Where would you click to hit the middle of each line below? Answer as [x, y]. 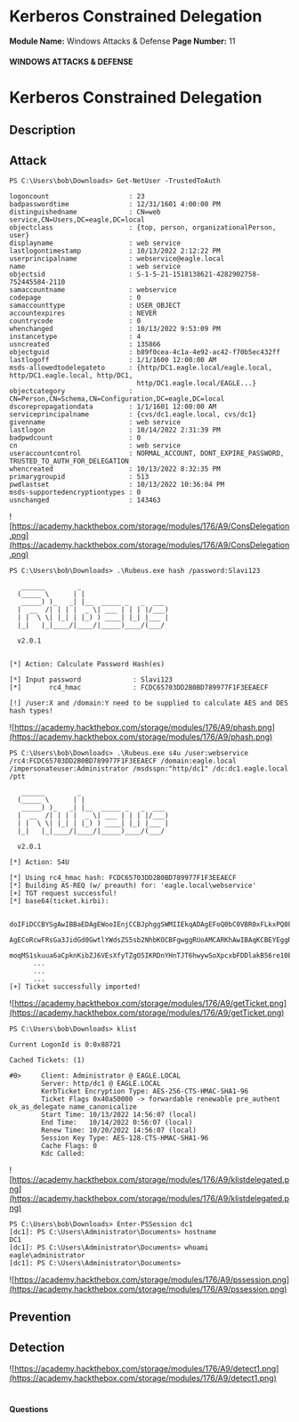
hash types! [31, 711]
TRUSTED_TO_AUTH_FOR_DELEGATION [69, 461]
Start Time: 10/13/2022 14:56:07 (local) [119, 1114]
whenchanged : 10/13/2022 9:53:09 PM [115, 328]
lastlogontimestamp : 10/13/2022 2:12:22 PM [115, 251]
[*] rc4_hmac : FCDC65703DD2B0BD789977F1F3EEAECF [139, 687]
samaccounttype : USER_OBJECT [95, 305]
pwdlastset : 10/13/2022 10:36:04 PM [117, 484]
